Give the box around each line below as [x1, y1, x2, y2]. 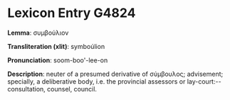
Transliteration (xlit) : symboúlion [7, 42, 105, 50]
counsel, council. [47, 84, 98, 93]
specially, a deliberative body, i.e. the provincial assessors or [7, 77, 186, 86]
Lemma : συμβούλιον [7, 28, 69, 37]
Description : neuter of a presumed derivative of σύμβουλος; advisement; [7, 70, 224, 78]
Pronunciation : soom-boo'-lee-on [7, 55, 108, 65]
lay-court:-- [187, 77, 222, 86]
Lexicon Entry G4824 [7, 5, 136, 21]
